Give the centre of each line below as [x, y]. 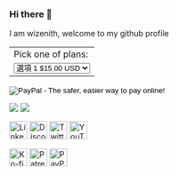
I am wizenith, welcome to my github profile [89, 34]
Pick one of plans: [51, 54]
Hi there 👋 [31, 14]
